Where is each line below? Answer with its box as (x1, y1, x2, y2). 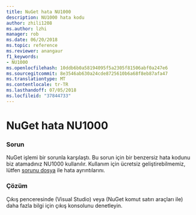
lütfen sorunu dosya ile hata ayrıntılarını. (6, 167, 105, 174)
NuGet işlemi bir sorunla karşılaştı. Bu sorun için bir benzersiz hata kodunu (6, 154, 191, 161)
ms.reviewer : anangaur (6, 48, 63, 54)
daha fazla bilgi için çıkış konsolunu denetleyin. (6, 202, 123, 209)
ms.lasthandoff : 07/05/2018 (6, 87, 77, 93)
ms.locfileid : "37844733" (6, 93, 71, 99)
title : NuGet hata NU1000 (6, 8, 71, 15)
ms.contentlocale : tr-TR (6, 82, 69, 88)
